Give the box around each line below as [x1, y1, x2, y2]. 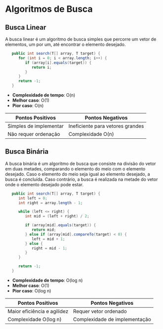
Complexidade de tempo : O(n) [12, 92, 76, 98]
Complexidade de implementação [73, 316, 152, 323]
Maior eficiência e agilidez [7, 308, 69, 315]
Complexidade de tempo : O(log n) [12, 277, 83, 283]
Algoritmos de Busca [5, 3, 93, 15]
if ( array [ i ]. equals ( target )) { [25, 60, 92, 65]
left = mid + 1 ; [31, 236, 65, 242]
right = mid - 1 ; [31, 246, 68, 250]
